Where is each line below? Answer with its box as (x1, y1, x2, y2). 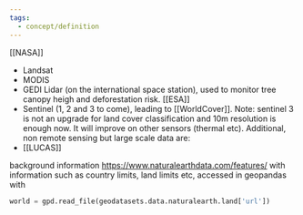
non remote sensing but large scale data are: (22, 132, 191, 143)
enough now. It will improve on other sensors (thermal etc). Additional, (22, 122, 287, 133)
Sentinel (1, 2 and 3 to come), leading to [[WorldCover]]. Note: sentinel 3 (22, 103, 294, 114)
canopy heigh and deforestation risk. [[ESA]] (22, 93, 190, 105)
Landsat (22, 65, 54, 76)
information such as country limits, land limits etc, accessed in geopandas (9, 169, 287, 180)
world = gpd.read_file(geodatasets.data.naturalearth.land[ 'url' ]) (9, 197, 271, 206)
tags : (9, 13, 30, 23)
